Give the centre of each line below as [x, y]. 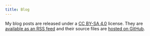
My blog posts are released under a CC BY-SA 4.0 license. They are [74, 23]
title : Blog [17, 9]
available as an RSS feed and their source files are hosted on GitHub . [75, 28]
